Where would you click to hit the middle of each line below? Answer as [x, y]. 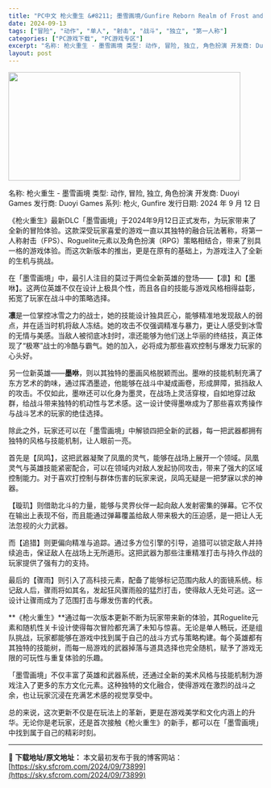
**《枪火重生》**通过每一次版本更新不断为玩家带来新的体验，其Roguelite [130, 617]
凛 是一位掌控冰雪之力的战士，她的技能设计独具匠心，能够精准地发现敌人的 [132, 315]
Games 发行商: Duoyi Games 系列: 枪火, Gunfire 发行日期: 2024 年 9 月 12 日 [134, 203]
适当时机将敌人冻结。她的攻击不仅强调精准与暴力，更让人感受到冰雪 [149, 325]
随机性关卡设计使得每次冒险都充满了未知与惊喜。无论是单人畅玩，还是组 [142, 628]
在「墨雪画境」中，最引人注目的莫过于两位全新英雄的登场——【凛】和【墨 [132, 278]
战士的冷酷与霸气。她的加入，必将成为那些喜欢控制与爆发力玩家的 [152, 346]
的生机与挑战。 [33, 261]
